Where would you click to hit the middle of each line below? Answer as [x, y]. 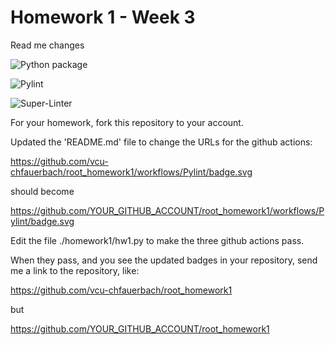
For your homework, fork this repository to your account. [127, 122]
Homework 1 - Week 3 [103, 17]
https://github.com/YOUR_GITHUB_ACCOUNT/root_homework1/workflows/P [167, 210]
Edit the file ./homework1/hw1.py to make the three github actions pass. [157, 240]
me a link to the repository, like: [75, 270]
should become [42, 191]
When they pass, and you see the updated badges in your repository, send [164, 260]
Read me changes [47, 45]
